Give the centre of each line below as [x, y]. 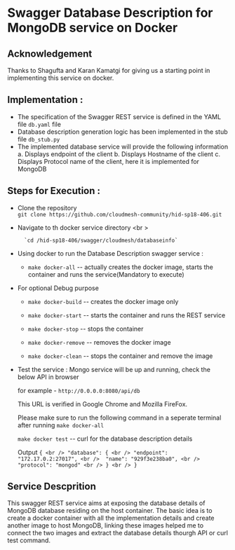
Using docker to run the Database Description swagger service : [110, 253]
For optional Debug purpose [58, 288]
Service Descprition [52, 487]
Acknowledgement [50, 54]
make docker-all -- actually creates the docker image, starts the [121, 267]
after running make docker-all [60, 425]
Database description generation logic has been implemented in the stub [122, 132]
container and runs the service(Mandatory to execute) [106, 274]
